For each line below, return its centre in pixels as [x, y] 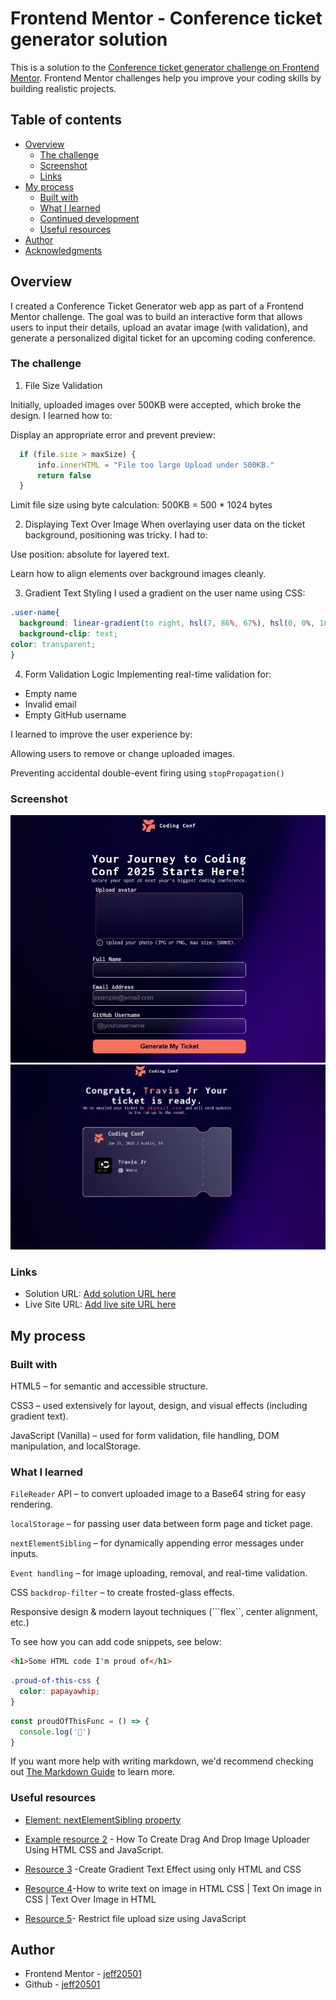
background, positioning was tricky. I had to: [116, 535]
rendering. [31, 1504]
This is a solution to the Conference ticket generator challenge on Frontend [165, 67]
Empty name [51, 693]
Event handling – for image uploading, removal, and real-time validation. [159, 1573]
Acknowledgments [63, 250]
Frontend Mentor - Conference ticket [166, 18]
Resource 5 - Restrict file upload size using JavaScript [135, 1918]
